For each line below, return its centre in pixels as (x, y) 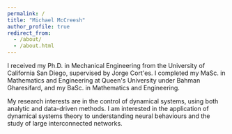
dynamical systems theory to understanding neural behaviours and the (109, 116)
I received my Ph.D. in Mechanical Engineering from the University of (106, 66)
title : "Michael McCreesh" (46, 20)
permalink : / (26, 14)
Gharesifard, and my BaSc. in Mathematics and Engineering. (93, 88)
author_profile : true (39, 26)
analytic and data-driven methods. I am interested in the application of (108, 109)
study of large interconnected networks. (65, 123)
